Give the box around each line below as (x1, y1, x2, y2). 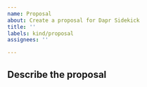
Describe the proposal (7, 68, 107, 81)
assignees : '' (7, 36, 49, 43)
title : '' (7, 23, 37, 30)
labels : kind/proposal (7, 29, 74, 37)
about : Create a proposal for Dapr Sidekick (7, 17, 140, 24)
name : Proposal (7, 10, 52, 18)
